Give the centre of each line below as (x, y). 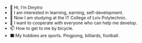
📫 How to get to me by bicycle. (41, 28)
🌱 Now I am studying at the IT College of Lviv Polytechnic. (68, 18)
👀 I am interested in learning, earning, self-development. (66, 13)
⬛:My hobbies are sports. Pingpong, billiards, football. (65, 36)
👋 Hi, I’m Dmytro (26, 7)
